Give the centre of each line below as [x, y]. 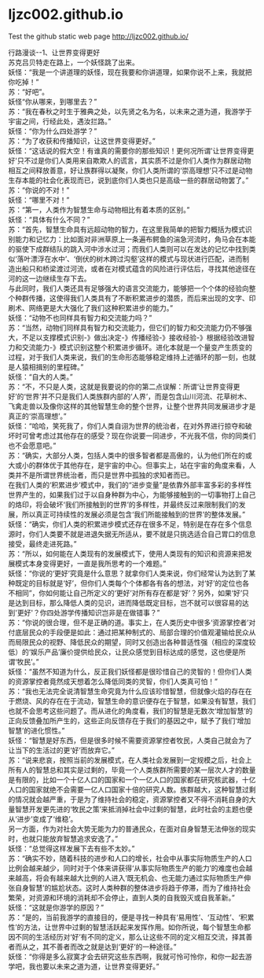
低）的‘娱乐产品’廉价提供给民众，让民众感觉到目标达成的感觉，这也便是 [124, 652]
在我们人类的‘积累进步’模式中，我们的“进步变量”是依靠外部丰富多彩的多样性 [130, 484]
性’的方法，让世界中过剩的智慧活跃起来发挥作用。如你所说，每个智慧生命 [126, 927]
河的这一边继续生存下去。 [49, 278]
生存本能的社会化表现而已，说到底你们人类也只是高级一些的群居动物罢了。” [128, 180]
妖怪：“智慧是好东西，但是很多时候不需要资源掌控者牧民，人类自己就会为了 [130, 740]
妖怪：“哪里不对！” [39, 200]
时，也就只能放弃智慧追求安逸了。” [63, 838]
